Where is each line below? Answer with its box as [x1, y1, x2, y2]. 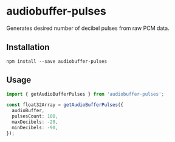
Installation [6, 42, 50, 52]
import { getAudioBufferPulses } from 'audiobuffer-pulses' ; [6, 91, 165, 97]
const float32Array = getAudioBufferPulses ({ [6, 102, 123, 108]
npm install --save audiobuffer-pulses [6, 58, 108, 65]
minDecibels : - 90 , [12, 124, 59, 130]
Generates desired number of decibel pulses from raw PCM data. [6, 24, 170, 32]
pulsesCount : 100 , [12, 113, 59, 119]
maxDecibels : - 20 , [12, 119, 59, 126]
